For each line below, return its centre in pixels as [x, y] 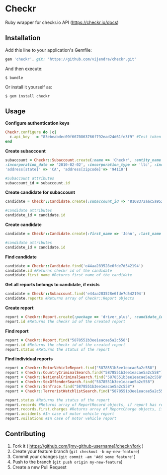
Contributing [25, 434]
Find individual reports [29, 359]
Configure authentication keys [37, 123]
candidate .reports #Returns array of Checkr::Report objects [70, 299]
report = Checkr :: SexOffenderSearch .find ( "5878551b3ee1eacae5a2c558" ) [80, 382]
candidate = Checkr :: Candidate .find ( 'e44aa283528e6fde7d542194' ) [74, 266]
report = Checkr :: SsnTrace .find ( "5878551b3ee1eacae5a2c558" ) [70, 386]
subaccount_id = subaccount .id [38, 183]
